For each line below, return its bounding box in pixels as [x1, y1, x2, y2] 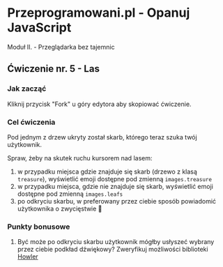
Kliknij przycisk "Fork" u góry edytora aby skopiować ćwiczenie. [7, 100, 192, 108]
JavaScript [7, 20, 72, 36]
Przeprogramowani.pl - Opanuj [7, 5, 190, 21]
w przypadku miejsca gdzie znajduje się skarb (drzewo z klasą [17, 167, 197, 176]
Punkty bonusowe [7, 222, 70, 231]
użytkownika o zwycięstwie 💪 [17, 204, 102, 213]
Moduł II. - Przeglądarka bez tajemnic [7, 43, 115, 51]
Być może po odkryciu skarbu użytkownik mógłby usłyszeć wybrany [17, 238, 215, 246]
